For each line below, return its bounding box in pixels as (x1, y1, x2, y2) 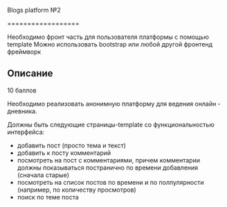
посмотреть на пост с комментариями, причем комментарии (17, 156, 201, 164)
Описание (7, 67, 53, 79)
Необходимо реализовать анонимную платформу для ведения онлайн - (7, 99, 221, 108)
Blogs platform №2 (7, 6, 61, 14)
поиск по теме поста (17, 192, 80, 201)
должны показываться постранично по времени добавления (17, 163, 199, 172)
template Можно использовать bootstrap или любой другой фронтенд (7, 40, 213, 48)
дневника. (7, 107, 37, 115)
